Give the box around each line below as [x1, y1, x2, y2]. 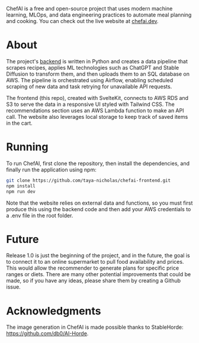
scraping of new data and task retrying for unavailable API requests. [6, 83, 172, 90]
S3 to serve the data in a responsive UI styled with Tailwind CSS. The [6, 101, 175, 108]
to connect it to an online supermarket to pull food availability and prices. [6, 258, 184, 266]
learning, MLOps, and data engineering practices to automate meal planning [6, 11, 192, 18]
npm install [6, 183, 36, 189]
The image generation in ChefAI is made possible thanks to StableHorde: [6, 323, 184, 331]
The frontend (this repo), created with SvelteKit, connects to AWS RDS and [6, 94, 188, 101]
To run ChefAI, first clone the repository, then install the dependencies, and [6, 160, 190, 167]
